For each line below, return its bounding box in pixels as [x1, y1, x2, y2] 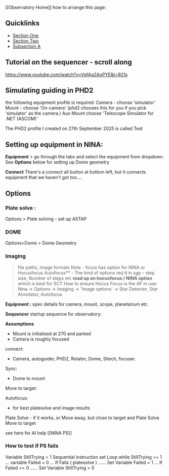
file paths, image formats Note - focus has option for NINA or [17, 264, 145, 270]
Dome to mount [12, 375, 46, 381]
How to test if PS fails [5, 443, 59, 450]
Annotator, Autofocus [17, 291, 62, 297]
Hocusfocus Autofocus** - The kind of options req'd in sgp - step [17, 269, 155, 276]
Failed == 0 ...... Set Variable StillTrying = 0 [5, 464, 95, 471]
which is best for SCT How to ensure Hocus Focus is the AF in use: [17, 280, 158, 286]
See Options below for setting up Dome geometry [5, 159, 110, 165]
